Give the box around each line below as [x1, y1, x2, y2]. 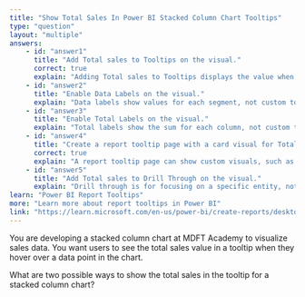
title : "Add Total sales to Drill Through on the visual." [33, 173, 261, 183]
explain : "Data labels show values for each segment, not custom [33, 97, 286, 107]
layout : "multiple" [9, 30, 84, 39]
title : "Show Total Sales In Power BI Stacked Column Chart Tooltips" [9, 13, 282, 23]
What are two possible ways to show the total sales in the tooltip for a [9, 269, 270, 280]
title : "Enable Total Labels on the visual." [33, 114, 209, 124]
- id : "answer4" [25, 132, 88, 141]
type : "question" [9, 22, 75, 31]
